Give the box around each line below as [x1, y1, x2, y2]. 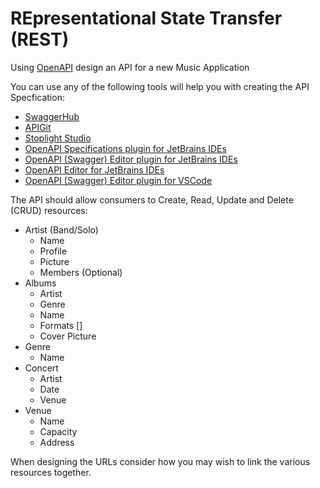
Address [39, 436, 75, 448]
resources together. [10, 466, 92, 478]
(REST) [10, 28, 70, 51]
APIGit [24, 121, 52, 133]
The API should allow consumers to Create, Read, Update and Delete [10, 193, 294, 206]
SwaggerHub [24, 110, 80, 122]
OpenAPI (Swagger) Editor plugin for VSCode [24, 174, 213, 186]
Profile [39, 245, 68, 257]
